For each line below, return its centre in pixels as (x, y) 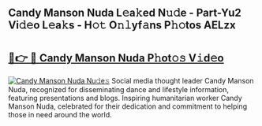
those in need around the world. (60, 115)
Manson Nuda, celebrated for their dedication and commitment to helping (127, 106)
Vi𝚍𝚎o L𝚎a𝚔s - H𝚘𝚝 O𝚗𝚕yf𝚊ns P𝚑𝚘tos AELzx (122, 26)
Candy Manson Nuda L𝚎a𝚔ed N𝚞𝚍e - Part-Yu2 (125, 13)
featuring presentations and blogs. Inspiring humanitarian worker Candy (125, 98)
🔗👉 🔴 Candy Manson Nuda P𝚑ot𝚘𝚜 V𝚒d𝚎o (116, 58)
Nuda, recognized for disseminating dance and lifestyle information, (119, 89)
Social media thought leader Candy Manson (183, 81)
